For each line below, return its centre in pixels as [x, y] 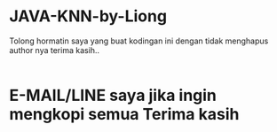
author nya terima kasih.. [55, 50]
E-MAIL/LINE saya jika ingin [113, 96]
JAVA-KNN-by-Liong [88, 16]
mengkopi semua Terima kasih [124, 115]
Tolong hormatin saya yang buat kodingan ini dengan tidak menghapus [139, 41]
